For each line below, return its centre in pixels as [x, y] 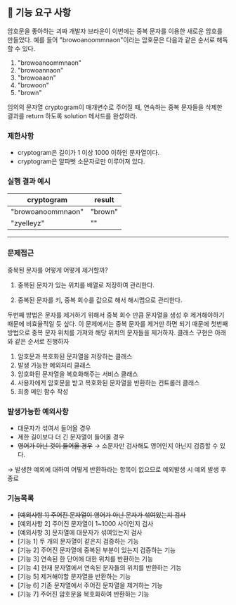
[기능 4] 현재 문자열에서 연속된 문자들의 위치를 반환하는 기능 [99, 568]
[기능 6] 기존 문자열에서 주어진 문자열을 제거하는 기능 [90, 585]
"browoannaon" [40, 70]
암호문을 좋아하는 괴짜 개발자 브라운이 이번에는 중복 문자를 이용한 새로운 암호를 [115, 31]
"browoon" [33, 85]
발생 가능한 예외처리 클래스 [54, 365]
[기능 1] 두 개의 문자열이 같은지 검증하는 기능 [78, 542]
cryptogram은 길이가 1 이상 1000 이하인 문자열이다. [88, 153]
